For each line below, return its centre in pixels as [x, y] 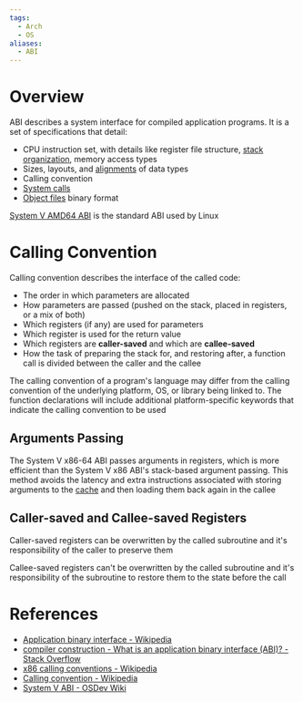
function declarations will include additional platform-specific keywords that [151, 400]
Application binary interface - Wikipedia [97, 639]
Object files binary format [71, 198]
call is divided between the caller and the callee [112, 363]
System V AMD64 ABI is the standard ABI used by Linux [114, 216]
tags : [20, 18]
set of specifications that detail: [68, 132]
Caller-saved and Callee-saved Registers [128, 518]
